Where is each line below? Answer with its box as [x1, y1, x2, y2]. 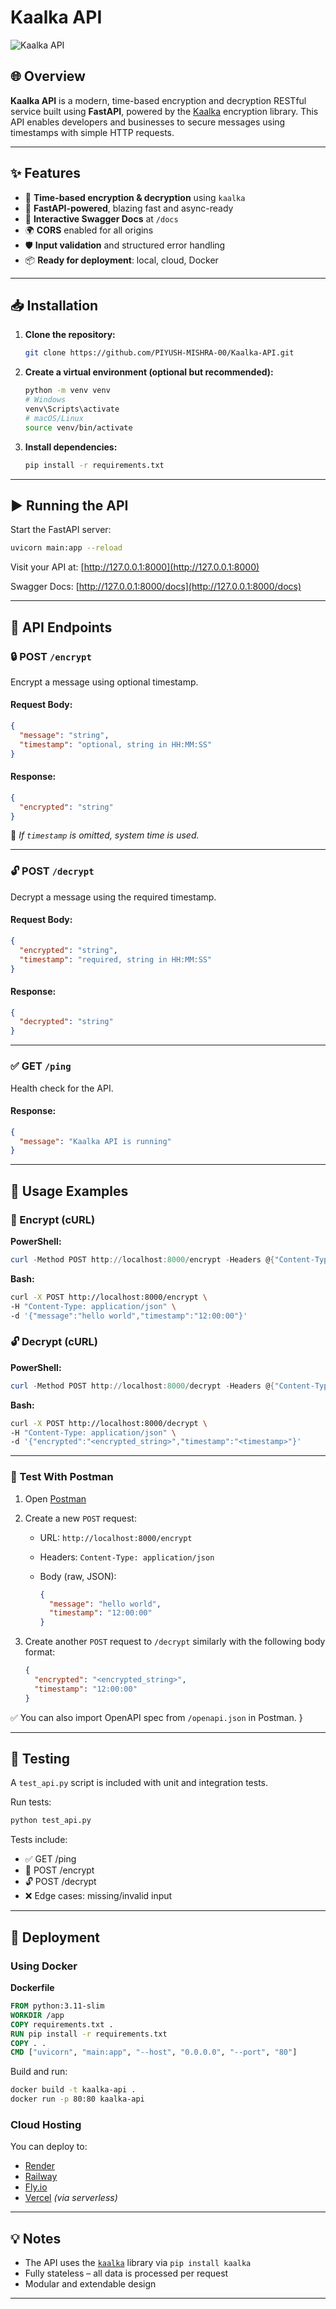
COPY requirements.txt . [10, 2019, 114, 2030]
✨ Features [10, 165, 81, 182]
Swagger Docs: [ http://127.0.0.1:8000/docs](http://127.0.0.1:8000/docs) [10, 581, 302, 593]
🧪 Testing [10, 1751, 71, 1768]
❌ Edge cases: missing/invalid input [24, 1890, 173, 1902]
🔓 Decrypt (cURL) [10, 1335, 99, 1349]
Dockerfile [10, 1982, 55, 1994]
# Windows [24, 395, 67, 405]
